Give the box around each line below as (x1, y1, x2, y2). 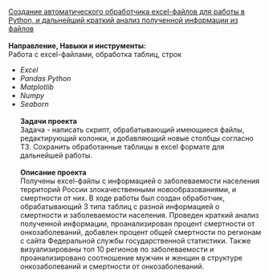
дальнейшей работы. (19, 150, 92, 160)
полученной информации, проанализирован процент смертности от (19, 219, 255, 228)
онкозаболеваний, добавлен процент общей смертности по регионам (19, 228, 262, 236)
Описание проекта (19, 168, 87, 177)
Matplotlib (19, 82, 54, 92)
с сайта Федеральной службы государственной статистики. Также (19, 236, 251, 245)
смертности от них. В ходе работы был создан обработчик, (19, 193, 226, 203)
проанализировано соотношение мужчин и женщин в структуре (19, 253, 243, 262)
